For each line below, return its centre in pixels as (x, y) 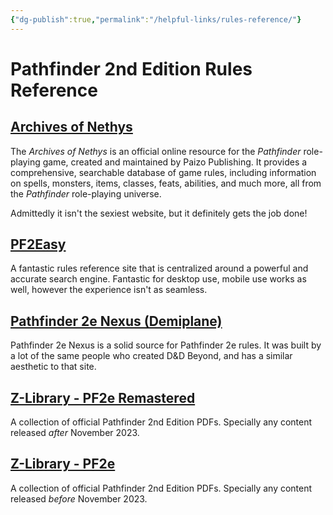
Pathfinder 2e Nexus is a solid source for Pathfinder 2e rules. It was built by (166, 345)
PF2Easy (38, 244)
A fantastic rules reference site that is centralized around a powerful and (159, 268)
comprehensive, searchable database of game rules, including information (163, 172)
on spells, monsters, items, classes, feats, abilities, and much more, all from (166, 183)
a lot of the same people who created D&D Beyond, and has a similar (151, 356)
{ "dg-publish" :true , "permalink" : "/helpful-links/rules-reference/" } (156, 19)
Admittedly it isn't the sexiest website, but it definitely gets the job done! (159, 213)
